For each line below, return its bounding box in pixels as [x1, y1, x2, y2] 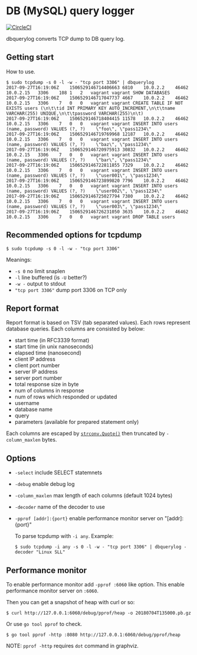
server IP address [14, 368, 58, 375]
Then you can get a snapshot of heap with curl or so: [6, 599, 135, 605]
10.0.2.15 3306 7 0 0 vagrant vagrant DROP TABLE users [6, 214, 176, 220]
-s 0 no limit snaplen [14, 267, 65, 274]
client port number [14, 362, 60, 369]
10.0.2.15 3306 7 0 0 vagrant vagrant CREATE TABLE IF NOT [6, 100, 183, 106]
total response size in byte [14, 381, 79, 388]
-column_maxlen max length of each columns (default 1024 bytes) [14, 492, 173, 499]
